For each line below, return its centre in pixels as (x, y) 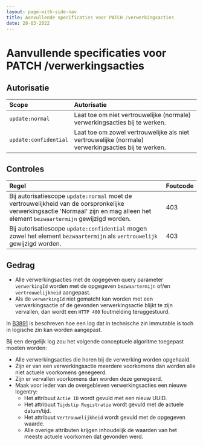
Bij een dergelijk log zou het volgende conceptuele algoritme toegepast (95, 341)
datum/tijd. (37, 411)
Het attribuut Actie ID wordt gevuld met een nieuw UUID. (95, 398)
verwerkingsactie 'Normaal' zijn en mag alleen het (80, 211)
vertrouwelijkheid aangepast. (53, 292)
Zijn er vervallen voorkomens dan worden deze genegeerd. (89, 379)
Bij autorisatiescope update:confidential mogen (78, 229)
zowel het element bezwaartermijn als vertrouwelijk (84, 236)
